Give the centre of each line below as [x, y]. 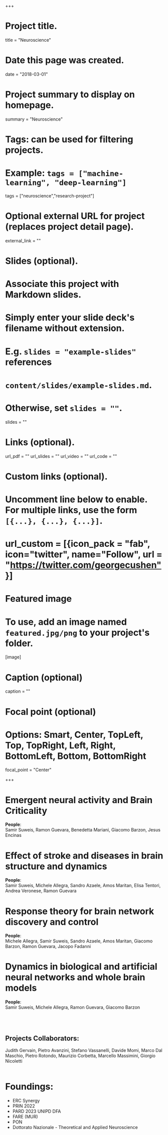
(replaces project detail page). [69, 227]
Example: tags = [40, 173]
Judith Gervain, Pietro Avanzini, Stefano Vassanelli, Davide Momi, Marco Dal [84, 1050]
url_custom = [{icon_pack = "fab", [78, 544]
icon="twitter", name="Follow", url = [84, 555]
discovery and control [52, 922]
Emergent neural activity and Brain [79, 800]
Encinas [13, 835]
